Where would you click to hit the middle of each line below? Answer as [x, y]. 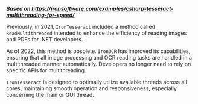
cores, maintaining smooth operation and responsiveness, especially [91, 88]
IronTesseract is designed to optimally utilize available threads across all [97, 82]
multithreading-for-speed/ [40, 15]
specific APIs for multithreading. [46, 70]
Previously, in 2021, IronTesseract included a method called [81, 27]
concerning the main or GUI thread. [50, 95]
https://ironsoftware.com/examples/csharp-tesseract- [102, 9]
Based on [18, 9]
